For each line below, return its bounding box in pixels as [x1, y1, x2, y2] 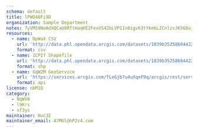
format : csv [16, 47, 46, 53]
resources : [6, 31, 33, 36]
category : [6, 91, 31, 97]
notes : [6, 25, 22, 31]
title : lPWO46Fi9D [6, 14, 51, 20]
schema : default [6, 8, 46, 15]
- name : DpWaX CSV [11, 36, 57, 42]
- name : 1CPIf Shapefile [11, 52, 72, 58]
